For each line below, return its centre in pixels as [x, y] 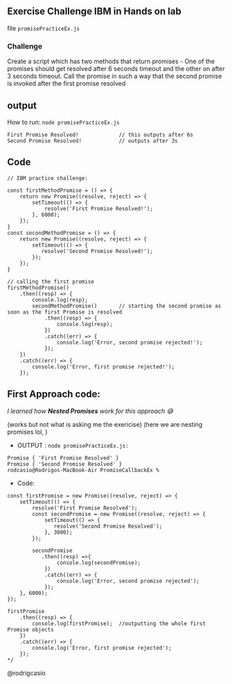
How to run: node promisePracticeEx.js [63, 122]
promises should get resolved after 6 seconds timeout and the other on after [116, 69]
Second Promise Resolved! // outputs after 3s [92, 141]
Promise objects [30, 629]
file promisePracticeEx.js [44, 28]
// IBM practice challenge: [48, 178]
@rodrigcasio [27, 673]
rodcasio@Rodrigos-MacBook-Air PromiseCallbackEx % [83, 470]
